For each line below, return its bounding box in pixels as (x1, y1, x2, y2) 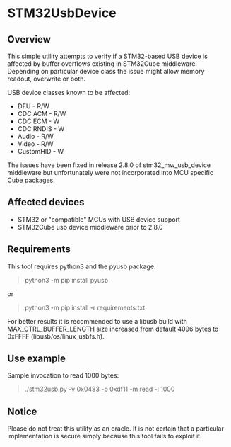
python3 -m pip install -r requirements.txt (24, 303, 146, 312)
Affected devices (7, 196, 85, 208)
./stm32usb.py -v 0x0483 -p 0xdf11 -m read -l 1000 (24, 385, 175, 394)
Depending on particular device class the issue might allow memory (7, 67, 205, 75)
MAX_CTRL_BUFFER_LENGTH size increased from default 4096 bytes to (7, 324, 219, 333)
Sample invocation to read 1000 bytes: (7, 371, 119, 380)
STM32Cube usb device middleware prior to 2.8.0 (17, 222, 164, 231)
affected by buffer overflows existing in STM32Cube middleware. (7, 60, 198, 68)
